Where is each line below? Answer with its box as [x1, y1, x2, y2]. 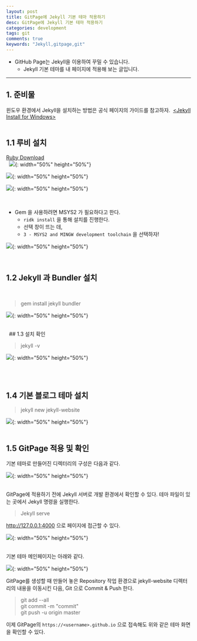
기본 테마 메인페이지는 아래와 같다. [6, 552, 84, 559]
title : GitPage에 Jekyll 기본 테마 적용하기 [6, 14, 106, 20]
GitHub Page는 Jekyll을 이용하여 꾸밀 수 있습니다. [14, 58, 130, 65]
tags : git [6, 31, 30, 36]
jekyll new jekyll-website [20, 406, 80, 414]
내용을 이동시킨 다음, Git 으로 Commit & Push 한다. [16, 585, 134, 592]
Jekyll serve [20, 510, 50, 517]
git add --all [20, 596, 49, 603]
